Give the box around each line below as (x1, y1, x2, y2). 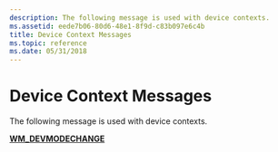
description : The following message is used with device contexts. (9, 13, 271, 23)
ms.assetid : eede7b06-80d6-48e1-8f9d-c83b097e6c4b (9, 22, 205, 31)
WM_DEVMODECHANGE (9, 133, 105, 145)
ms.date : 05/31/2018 (9, 47, 88, 56)
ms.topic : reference (9, 38, 88, 48)
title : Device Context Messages (9, 30, 132, 39)
